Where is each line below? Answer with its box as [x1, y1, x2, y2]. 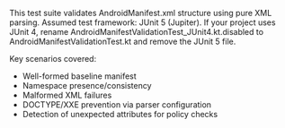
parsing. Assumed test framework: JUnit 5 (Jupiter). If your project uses [9, 17, 276, 28]
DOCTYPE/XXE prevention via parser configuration [22, 99, 212, 110]
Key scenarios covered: [9, 54, 97, 64]
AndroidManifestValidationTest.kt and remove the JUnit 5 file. [9, 36, 236, 47]
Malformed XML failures [22, 90, 112, 100]
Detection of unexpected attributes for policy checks [22, 109, 218, 119]
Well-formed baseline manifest [22, 71, 137, 81]
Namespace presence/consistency [22, 81, 152, 90]
